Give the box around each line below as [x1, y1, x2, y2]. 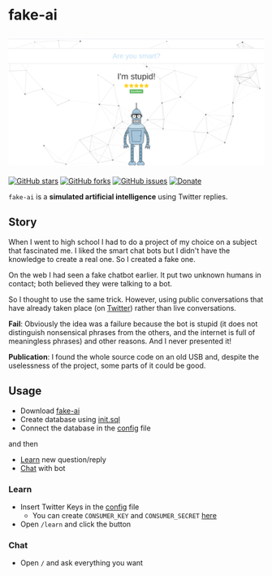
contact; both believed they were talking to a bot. [8, 278, 173, 288]
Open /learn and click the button [19, 519, 132, 529]
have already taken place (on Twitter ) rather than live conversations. [8, 303, 237, 312]
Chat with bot [19, 463, 66, 473]
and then [8, 439, 38, 448]
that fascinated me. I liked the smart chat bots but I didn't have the [8, 246, 231, 255]
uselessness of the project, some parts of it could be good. [8, 360, 206, 370]
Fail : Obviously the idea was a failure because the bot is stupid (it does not [8, 319, 258, 329]
